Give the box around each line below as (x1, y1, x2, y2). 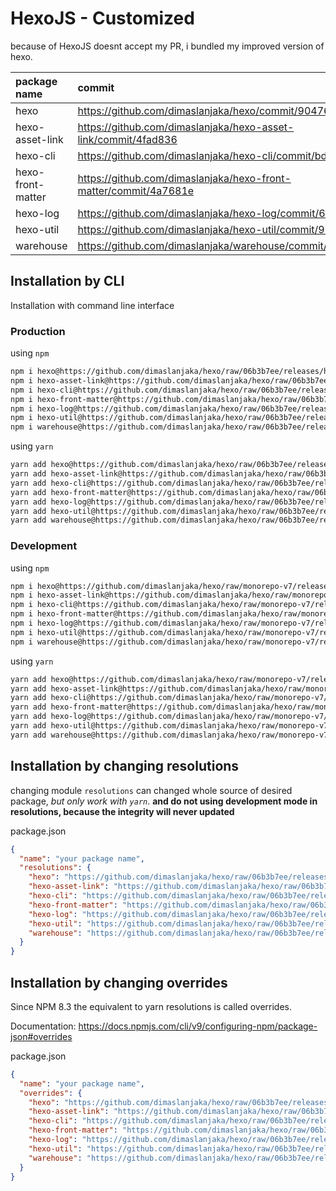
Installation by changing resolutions (10, 758, 240, 775)
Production (10, 324, 66, 338)
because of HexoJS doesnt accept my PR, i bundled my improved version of (10, 40, 325, 52)
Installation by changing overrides (10, 974, 228, 991)
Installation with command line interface (10, 299, 175, 311)
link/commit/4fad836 (77, 132, 178, 146)
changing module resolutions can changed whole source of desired (10, 784, 293, 796)
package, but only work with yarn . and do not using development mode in (10, 795, 318, 807)
